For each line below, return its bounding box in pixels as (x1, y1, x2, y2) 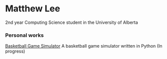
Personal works (5, 32, 44, 39)
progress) (5, 48, 25, 55)
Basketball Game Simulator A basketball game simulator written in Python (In (5, 43, 163, 49)
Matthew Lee (5, 3, 60, 14)
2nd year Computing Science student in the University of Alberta (5, 19, 138, 25)
